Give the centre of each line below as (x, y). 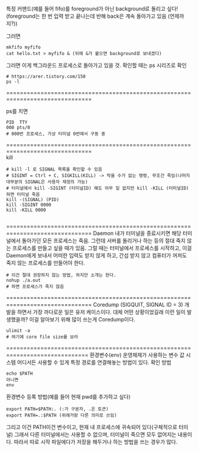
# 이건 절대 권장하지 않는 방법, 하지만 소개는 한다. (61, 275)
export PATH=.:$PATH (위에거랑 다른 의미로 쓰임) (61, 415)
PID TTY (17, 123)
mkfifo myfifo (24, 47)
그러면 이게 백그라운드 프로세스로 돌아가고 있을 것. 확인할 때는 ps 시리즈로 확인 (97, 65)
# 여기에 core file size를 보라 (42, 337)
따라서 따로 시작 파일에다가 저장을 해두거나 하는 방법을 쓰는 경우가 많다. (96, 442)
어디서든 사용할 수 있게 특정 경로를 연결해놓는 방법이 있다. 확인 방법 (94, 362)
